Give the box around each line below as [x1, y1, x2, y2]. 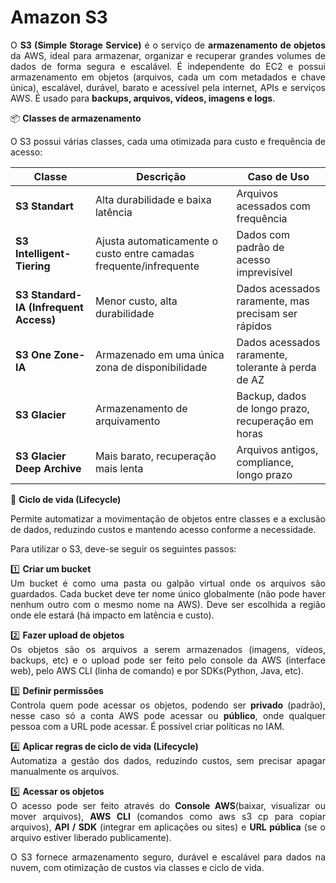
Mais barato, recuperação [94, 449, 217, 463]
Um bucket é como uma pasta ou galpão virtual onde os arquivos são [10, 577, 326, 589]
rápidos [236, 319, 273, 333]
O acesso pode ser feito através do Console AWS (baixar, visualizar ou [10, 799, 326, 811]
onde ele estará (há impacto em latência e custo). [10, 609, 215, 621]
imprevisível [236, 265, 293, 279]
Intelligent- [15, 246, 72, 260]
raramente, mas [236, 294, 310, 308]
